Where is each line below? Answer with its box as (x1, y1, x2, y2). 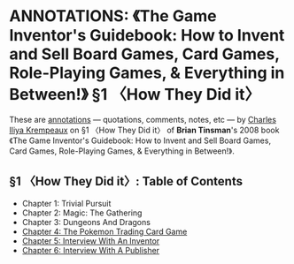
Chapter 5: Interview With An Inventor (21, 235, 160, 246)
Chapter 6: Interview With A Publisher (21, 245, 160, 255)
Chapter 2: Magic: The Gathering (21, 207, 143, 218)
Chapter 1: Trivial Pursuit (21, 198, 112, 208)
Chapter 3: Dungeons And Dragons (21, 216, 151, 227)
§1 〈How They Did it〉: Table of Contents (9, 174, 244, 189)
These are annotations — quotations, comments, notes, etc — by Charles (9, 114, 277, 124)
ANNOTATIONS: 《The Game (9, 6, 217, 26)
